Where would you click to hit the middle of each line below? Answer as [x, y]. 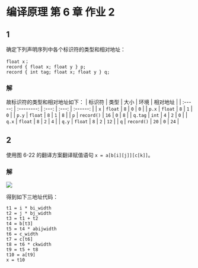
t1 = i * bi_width [29, 208]
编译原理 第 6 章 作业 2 [60, 12]
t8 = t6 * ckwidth [29, 245]
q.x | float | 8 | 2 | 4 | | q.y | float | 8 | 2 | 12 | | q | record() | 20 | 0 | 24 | [93, 122]
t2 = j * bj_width [29, 213]
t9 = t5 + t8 [22, 250]
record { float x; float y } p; [46, 67]
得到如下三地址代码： [32, 197]
